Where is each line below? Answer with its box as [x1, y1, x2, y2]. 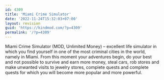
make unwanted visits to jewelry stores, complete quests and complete [5, 64, 149, 70]
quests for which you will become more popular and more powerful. [5, 70, 142, 75]
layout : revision [5, 21, 41, 26]
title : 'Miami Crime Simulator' [5, 12, 71, 17]
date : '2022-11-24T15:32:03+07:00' [5, 16, 78, 21]
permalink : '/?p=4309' [5, 30, 52, 35]
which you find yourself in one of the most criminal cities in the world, [5, 49, 146, 54]
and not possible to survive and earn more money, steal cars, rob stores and [5, 59, 160, 65]
